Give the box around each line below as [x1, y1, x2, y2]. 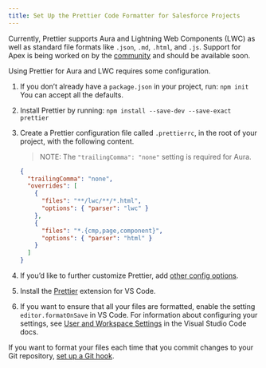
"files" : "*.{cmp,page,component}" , [41, 227, 163, 235]
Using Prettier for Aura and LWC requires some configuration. [8, 65, 211, 76]
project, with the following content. [19, 137, 135, 146]
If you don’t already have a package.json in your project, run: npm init [19, 81, 249, 91]
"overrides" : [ [27, 182, 78, 190]
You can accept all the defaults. [19, 89, 123, 100]
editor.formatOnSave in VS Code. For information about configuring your [19, 311, 258, 319]
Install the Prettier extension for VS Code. [19, 287, 156, 295]
